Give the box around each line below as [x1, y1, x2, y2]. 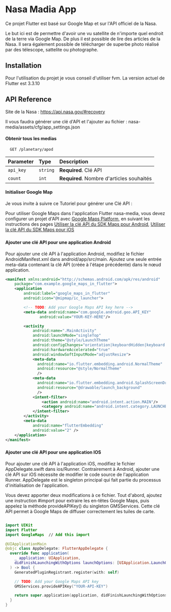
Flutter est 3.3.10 [5, 80, 40, 86]
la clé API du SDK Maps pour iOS [5, 226, 75, 232]
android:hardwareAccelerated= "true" [32, 347, 110, 352]
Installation [5, 61, 42, 70]
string [38, 167, 55, 173]
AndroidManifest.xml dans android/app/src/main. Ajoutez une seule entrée [5, 256, 162, 262]
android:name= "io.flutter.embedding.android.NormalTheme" [37, 361, 163, 366]
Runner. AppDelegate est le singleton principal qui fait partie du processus [5, 476, 161, 483]
